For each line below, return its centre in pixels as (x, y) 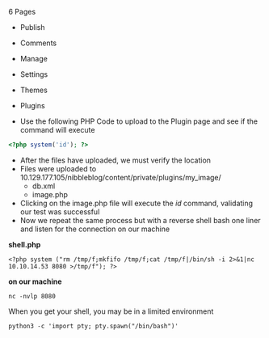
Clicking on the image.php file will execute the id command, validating (136, 203)
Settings (34, 74)
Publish (33, 27)
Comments (38, 43)
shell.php (25, 244)
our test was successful (60, 211)
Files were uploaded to (58, 168)
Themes (34, 90)
